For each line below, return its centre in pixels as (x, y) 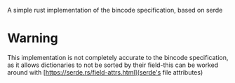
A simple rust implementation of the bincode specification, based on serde (115, 10)
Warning (33, 38)
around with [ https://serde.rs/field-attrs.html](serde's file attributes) (105, 72)
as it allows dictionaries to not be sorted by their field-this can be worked (113, 65)
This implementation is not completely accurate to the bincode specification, (118, 57)
